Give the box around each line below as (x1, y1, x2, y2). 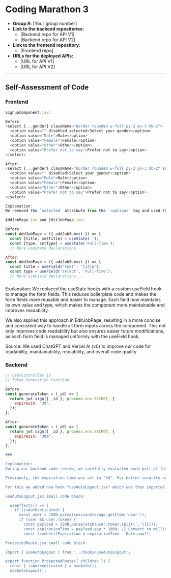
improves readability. (5, 307, 49, 313)
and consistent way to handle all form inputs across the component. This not (5, 322, 166, 328)
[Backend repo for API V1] (20, 31, 75, 37)
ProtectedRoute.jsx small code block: (5, 540, 88, 545)
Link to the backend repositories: (12, 25, 84, 32)
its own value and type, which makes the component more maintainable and (5, 301, 165, 308)
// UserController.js (5, 373, 51, 378)
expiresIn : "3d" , (14, 401, 51, 406)
